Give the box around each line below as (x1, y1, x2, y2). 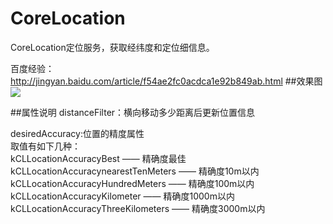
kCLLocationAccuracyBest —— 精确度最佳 (10, 152, 187, 164)
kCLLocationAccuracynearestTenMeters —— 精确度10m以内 (10, 165, 260, 177)
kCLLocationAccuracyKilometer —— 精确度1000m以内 (10, 190, 235, 202)
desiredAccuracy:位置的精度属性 (10, 127, 145, 139)
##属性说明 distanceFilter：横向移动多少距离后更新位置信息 (10, 106, 256, 118)
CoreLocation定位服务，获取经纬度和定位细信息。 (10, 41, 215, 53)
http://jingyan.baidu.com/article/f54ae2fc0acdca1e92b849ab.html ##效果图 (10, 75, 323, 87)
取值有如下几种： (10, 140, 81, 152)
